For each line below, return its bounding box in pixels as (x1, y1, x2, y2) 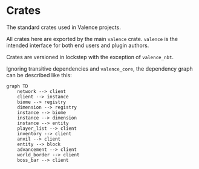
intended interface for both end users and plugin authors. (6, 42, 149, 49)
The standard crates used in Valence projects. (6, 24, 121, 31)
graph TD (6, 83, 28, 89)
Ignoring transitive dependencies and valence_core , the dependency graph (6, 65, 193, 72)
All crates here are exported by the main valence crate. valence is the (6, 35, 178, 42)
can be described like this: (6, 71, 72, 78)
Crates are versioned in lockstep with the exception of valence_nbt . (6, 53, 174, 60)
